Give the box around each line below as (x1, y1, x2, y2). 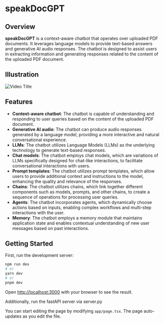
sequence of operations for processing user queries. (12, 194, 119, 200)
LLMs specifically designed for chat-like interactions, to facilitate (12, 157, 143, 163)
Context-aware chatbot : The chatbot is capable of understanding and (12, 111, 154, 117)
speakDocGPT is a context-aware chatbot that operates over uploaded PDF (5, 35, 158, 41)
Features (5, 98, 33, 106)
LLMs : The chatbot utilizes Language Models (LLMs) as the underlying (12, 142, 155, 148)
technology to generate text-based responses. (12, 147, 106, 153)
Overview (5, 23, 36, 31)
